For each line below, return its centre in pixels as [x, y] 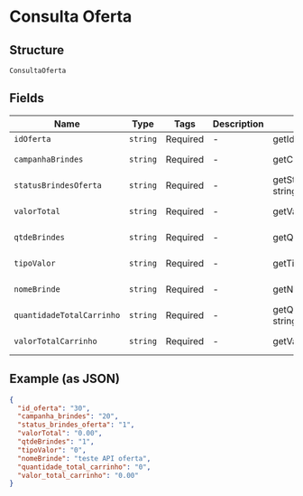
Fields [27, 98]
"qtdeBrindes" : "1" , [56, 442]
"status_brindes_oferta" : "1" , [76, 425]
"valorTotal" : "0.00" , [60, 434]
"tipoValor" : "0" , [52, 450]
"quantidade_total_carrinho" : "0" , [84, 467]
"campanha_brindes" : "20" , [68, 416]
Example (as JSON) [64, 379]
